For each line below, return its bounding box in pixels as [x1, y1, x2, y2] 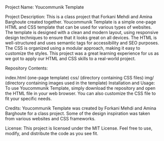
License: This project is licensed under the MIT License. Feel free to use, [5, 125, 153, 131]
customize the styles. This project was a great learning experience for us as [5, 50, 159, 56]
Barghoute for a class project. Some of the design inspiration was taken [5, 110, 150, 116]
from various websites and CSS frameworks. [5, 116, 96, 121]
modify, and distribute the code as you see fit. [5, 131, 98, 136]
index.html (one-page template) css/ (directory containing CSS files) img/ [5, 75, 154, 80]
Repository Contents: [5, 65, 48, 71]
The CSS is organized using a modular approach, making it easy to [5, 45, 140, 51]
